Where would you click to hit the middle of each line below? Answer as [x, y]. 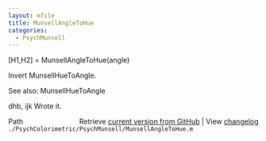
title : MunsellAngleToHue [51, 23]
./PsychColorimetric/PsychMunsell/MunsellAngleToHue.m [101, 129]
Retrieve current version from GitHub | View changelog [169, 122]
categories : [28, 30]
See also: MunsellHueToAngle [57, 91]
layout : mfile [32, 15]
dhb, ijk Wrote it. [35, 106]
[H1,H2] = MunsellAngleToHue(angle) [69, 60]
